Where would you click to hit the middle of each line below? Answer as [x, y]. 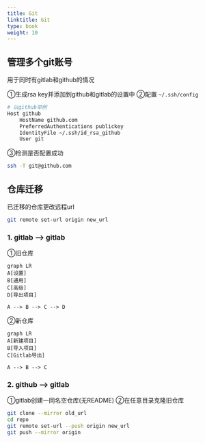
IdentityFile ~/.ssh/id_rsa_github [70, 133]
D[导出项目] [22, 295]
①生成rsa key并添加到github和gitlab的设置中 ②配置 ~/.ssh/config [103, 94]
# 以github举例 [27, 107]
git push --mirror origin [44, 433]
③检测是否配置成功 [35, 153]
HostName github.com [49, 120]
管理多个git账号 [40, 62]
